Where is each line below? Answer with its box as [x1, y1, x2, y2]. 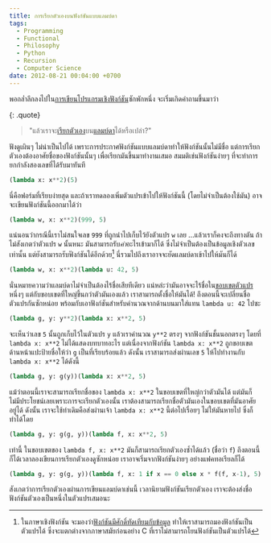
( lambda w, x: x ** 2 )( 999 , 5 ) [9, 215, 107, 224]
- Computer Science [16, 64, 82, 73]
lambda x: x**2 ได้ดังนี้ [9, 356, 80, 366]
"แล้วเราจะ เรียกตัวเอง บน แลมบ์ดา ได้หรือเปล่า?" [28, 126, 152, 135]
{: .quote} [9, 110, 41, 119]
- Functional [16, 34, 60, 43]
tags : [9, 19, 27, 27]
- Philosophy [16, 42, 60, 50]
